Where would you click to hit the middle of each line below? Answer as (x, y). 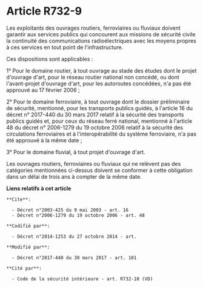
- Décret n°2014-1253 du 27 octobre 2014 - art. (74, 236)
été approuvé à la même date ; (45, 140)
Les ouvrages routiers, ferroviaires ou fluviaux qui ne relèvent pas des (94, 163)
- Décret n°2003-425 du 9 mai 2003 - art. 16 (70, 210)
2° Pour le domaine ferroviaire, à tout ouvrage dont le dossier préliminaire (98, 102)
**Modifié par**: (28, 247)
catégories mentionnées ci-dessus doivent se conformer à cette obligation (99, 170)
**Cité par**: (24, 268)
